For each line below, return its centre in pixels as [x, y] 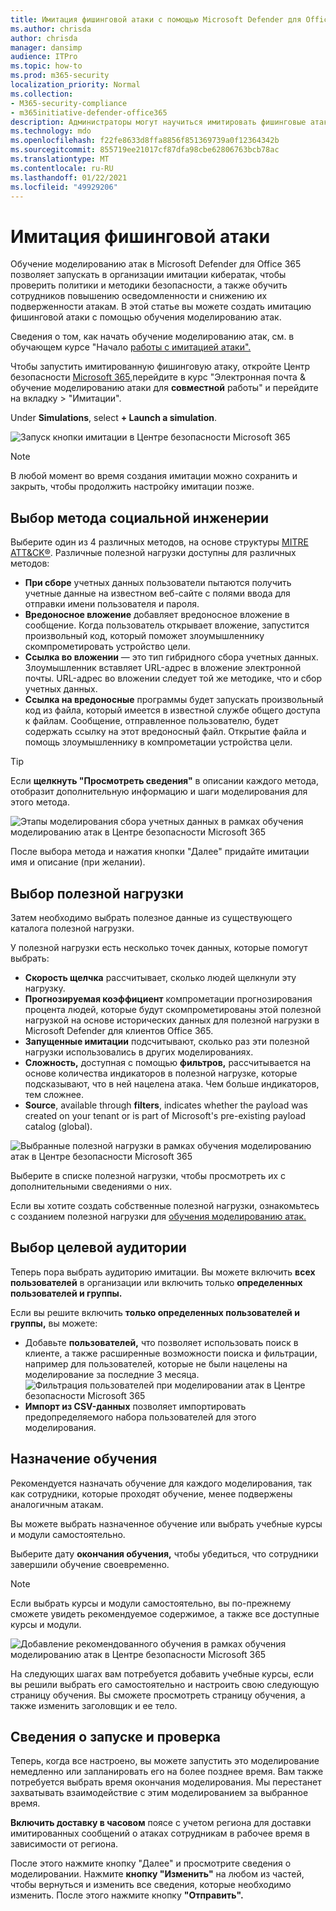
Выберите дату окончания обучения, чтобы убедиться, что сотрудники [164, 1553]
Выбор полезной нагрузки [97, 893]
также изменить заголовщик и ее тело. [94, 1705]
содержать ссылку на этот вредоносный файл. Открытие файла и [165, 732]
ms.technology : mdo [51, 131]
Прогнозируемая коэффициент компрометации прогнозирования [168, 998]
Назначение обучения [84, 1459]
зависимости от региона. [64, 1844]
